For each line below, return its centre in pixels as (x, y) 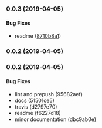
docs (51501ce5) (34, 101)
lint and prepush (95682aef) (49, 94)
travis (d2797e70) (36, 107)
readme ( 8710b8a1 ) (38, 36)
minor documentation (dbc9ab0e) (55, 119)
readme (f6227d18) (38, 113)
